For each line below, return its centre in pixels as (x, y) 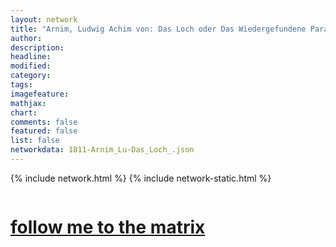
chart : (24, 112)
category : (31, 76)
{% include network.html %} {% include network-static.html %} (141, 178)
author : (26, 38)
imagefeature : (40, 94)
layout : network (44, 19)
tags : (21, 85)
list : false (35, 141)
